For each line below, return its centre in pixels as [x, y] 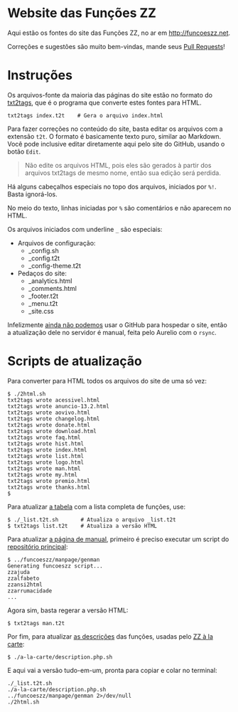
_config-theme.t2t [55, 265]
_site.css [41, 311]
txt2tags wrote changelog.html [54, 419]
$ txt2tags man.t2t [36, 623]
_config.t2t [44, 258]
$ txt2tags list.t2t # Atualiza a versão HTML [82, 526]
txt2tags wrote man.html [44, 468]
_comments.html [52, 288]
